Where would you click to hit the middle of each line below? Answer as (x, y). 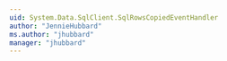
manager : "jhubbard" (48, 43)
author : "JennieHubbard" (56, 26)
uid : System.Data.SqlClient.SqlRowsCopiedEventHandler (114, 17)
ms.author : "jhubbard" (52, 34)
